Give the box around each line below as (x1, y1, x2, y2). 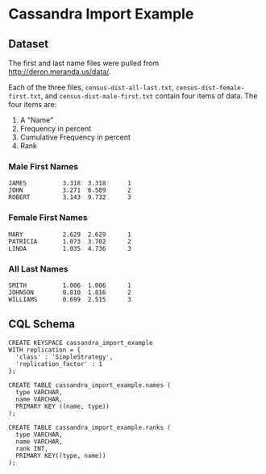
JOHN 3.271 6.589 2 (8, 186, 131, 194)
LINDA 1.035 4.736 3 (8, 244, 131, 252)
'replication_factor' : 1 (15, 360, 103, 368)
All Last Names (8, 263, 69, 274)
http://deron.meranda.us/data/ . (8, 67, 111, 77)
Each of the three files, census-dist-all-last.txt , (8, 82, 175, 92)
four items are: (8, 100, 57, 109)
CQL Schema (8, 318, 75, 331)
